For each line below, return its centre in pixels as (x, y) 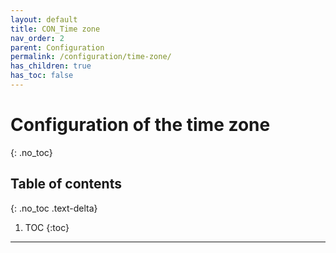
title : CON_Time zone (55, 29)
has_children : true (51, 66)
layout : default (44, 19)
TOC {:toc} (47, 227)
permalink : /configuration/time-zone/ (91, 57)
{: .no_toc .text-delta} (54, 208)
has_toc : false (42, 76)
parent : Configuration (57, 47)
